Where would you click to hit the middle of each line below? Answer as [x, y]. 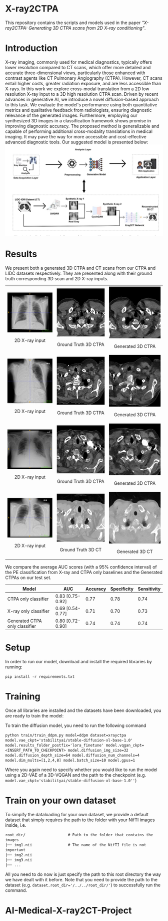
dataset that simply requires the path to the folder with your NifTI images [80, 820]
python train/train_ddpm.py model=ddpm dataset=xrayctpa [66, 735]
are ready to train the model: [34, 716]
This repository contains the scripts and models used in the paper [73, 23]
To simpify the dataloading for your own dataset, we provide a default [77, 815]
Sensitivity [149, 589]
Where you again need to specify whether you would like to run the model [81, 770]
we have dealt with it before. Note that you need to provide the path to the [81, 880]
